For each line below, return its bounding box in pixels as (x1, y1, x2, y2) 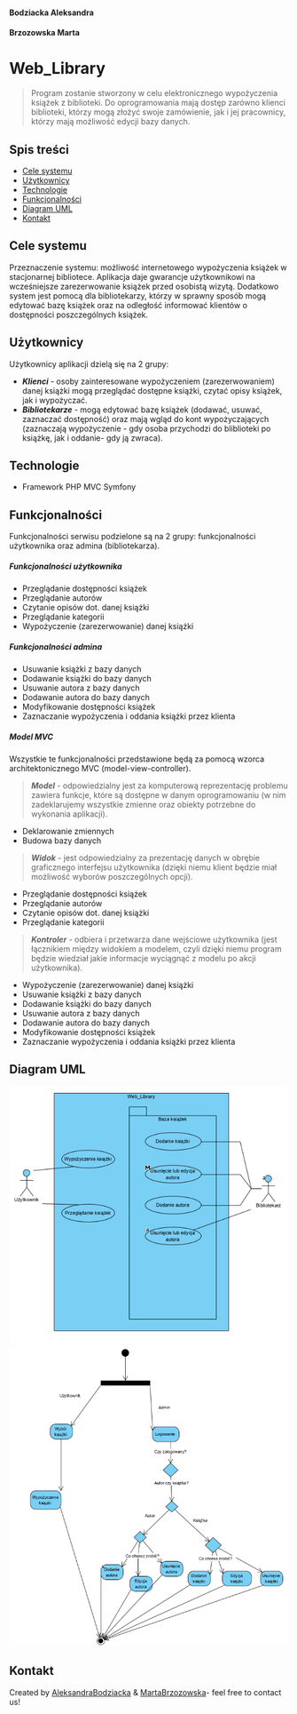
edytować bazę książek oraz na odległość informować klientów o (9, 299, 248, 310)
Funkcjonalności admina (9, 641, 103, 652)
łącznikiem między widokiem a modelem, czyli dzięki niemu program (30, 944, 282, 954)
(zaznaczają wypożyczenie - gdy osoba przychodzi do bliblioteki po (21, 423, 271, 434)
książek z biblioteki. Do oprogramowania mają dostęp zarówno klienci (30, 98, 286, 108)
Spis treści (9, 142, 69, 157)
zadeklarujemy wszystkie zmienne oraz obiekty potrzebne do (30, 800, 256, 810)
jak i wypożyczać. (21, 395, 88, 405)
